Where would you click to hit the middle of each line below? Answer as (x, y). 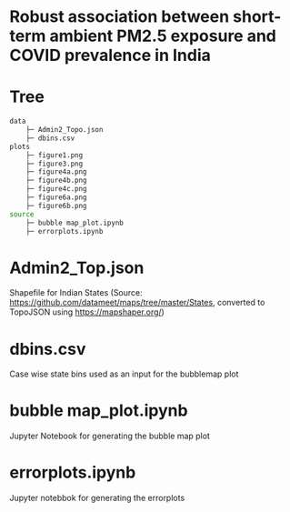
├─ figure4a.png (57, 172)
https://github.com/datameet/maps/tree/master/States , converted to (137, 303)
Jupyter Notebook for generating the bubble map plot (110, 436)
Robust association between (120, 17)
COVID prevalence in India (110, 55)
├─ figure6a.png (57, 197)
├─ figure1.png (55, 155)
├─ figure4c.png (57, 189)
